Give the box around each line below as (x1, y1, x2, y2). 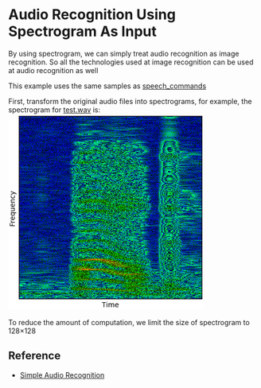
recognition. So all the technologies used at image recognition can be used (8, 57, 254, 67)
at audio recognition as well (8, 65, 99, 75)
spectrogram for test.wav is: (8, 105, 101, 114)
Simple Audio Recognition (19, 370, 105, 379)
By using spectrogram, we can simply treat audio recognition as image (8, 48, 240, 58)
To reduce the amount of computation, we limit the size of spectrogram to (8, 317, 251, 327)
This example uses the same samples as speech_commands (8, 81, 207, 91)
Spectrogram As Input (8, 22, 157, 41)
